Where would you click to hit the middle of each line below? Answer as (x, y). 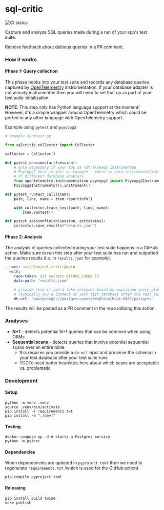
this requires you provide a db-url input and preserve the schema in (88, 352)
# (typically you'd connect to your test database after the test (83, 294)
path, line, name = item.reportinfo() (53, 199)
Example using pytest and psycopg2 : (41, 127)
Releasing (15, 488)
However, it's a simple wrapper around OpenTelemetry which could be (76, 113)
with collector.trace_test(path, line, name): (62, 208)
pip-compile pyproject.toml (34, 477)
